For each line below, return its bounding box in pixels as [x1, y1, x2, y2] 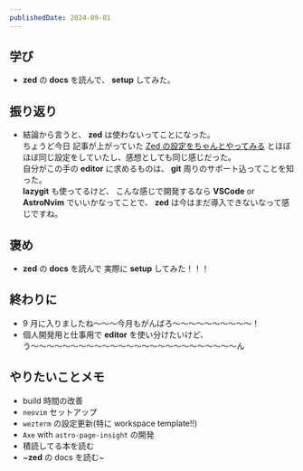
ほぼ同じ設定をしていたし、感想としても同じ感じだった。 [22, 152, 237, 163]
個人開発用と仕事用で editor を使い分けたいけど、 [22, 329, 209, 340]
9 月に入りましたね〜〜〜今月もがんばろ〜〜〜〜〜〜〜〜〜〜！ [22, 317, 260, 328]
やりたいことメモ [9, 370, 105, 385]
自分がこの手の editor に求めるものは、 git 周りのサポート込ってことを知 [22, 164, 294, 174]
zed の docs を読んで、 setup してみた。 [22, 74, 176, 86]
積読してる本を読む [22, 440, 95, 451]
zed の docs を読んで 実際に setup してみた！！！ [22, 263, 210, 274]
